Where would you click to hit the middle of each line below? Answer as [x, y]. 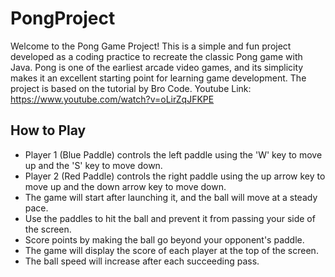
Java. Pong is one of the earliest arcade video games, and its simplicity [157, 67]
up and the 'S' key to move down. [93, 165]
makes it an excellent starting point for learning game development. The [158, 78]
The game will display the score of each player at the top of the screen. [171, 250]
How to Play [48, 130]
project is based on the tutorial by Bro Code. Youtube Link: [131, 88]
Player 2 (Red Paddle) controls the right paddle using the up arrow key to [175, 176]
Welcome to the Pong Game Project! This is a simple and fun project [151, 46]
